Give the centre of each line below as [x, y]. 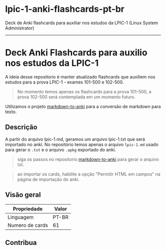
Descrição [21, 127]
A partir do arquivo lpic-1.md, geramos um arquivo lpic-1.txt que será [75, 139]
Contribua [21, 242]
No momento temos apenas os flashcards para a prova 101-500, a [84, 91]
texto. [11, 112]
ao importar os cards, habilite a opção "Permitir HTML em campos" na [89, 174]
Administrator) [20, 28]
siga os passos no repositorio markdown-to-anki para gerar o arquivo [88, 159]
